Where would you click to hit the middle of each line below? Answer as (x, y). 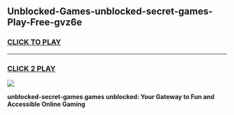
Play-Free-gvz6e (45, 23)
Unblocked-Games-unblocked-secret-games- (110, 11)
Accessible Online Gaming (46, 104)
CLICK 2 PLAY (31, 68)
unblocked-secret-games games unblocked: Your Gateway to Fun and (111, 96)
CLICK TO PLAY (34, 43)
